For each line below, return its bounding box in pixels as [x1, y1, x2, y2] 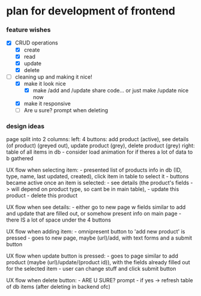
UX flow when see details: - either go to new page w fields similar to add [6, 204, 186, 211]
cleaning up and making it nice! [14, 73, 92, 80]
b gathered [6, 155, 34, 162]
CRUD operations [14, 39, 58, 46]
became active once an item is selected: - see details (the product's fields [6, 179, 190, 187]
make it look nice [23, 80, 66, 87]
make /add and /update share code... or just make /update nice [32, 86, 189, 94]
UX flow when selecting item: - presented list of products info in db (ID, [6, 166, 182, 174]
